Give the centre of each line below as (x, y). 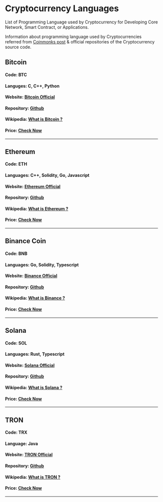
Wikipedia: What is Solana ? (34, 387)
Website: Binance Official (31, 276)
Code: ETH (16, 164)
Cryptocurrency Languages (62, 9)
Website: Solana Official (30, 365)
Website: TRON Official (29, 455)
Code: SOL (16, 343)
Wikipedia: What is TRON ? (33, 477)
